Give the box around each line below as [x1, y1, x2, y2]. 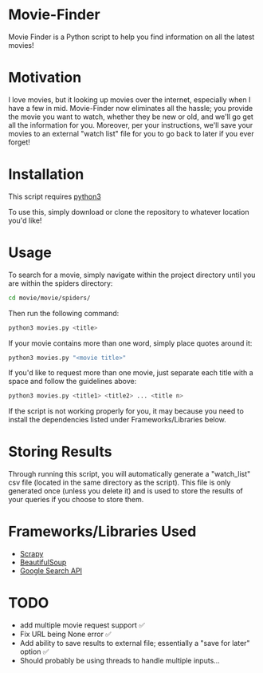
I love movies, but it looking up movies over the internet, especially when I [8, 94, 251, 105]
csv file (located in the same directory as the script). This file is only [8, 477, 231, 488]
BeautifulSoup [19, 557, 67, 568]
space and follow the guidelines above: [8, 377, 137, 386]
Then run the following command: [8, 308, 120, 318]
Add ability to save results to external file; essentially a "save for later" [19, 639, 250, 648]
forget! [8, 137, 30, 147]
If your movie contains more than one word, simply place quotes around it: [8, 338, 253, 348]
